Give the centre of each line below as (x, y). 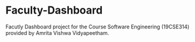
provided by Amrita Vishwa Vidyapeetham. (57, 33)
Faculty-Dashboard (54, 10)
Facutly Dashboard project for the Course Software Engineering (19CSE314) (97, 27)
